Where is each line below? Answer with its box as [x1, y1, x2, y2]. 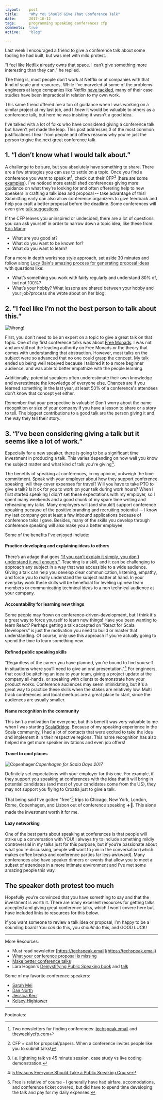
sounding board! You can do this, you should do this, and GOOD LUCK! [5, 925, 147, 931]
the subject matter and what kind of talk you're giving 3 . [5, 461, 115, 467]
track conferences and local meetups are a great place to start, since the [5, 692, 150, 698]
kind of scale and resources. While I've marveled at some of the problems [5, 82, 153, 88]
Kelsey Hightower [12, 998, 48, 1004]
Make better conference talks [12, 958, 71, 964]
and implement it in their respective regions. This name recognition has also [5, 734, 157, 740]
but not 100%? [12, 280, 41, 286]
